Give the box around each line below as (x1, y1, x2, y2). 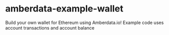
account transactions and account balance (5, 24, 95, 30)
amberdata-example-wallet (5, 3, 123, 14)
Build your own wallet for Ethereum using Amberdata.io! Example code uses (5, 19, 164, 25)
